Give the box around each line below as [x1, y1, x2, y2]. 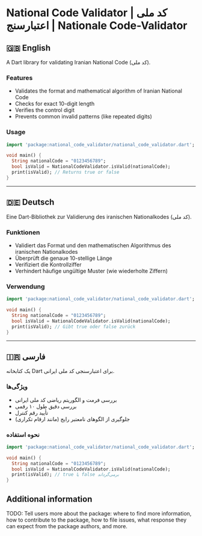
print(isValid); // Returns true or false [11, 169, 120, 176]
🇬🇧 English [6, 43, 51, 53]
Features [6, 73, 33, 82]
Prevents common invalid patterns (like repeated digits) [14, 113, 152, 120]
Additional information [6, 494, 93, 504]
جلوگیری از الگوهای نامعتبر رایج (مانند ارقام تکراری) [14, 415, 130, 422]
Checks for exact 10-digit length [14, 100, 95, 108]
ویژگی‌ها [6, 383, 28, 391]
